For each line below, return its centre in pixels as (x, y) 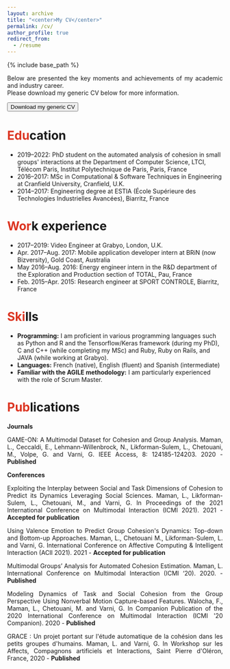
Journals (20, 426)
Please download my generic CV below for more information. (93, 93)
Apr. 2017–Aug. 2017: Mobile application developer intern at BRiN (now (116, 252)
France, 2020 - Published (44, 658)
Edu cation (37, 136)
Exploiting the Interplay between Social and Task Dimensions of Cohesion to (115, 488)
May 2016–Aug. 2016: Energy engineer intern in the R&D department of (117, 267)
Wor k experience (57, 226)
